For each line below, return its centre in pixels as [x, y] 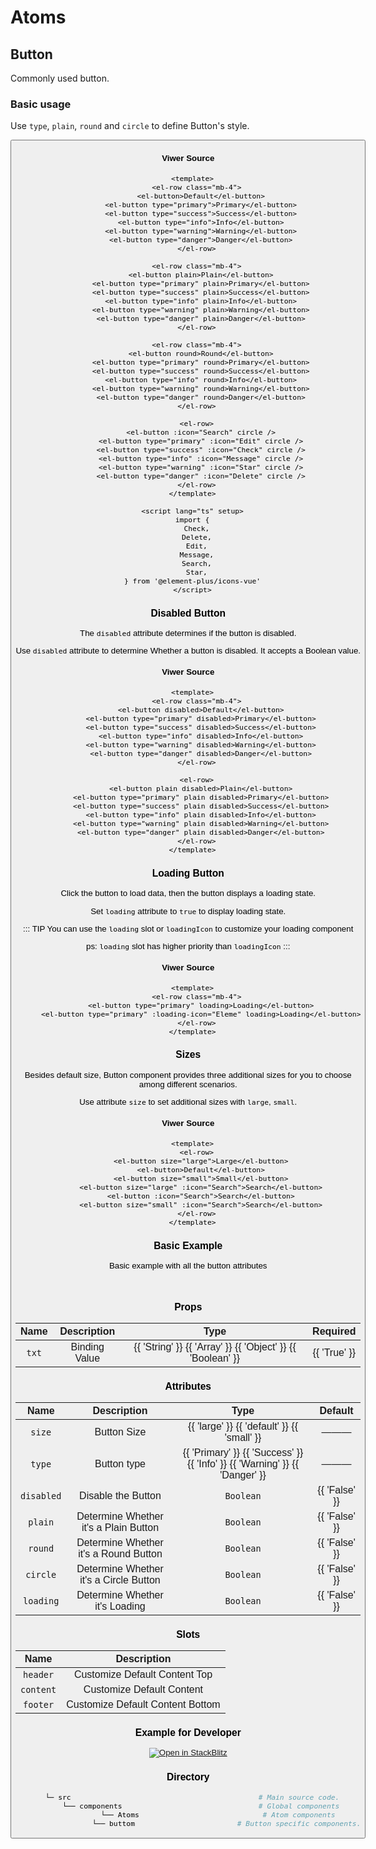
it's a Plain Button [120, 1528]
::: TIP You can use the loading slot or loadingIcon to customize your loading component [188, 928]
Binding [87, 1347]
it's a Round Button [120, 1554]
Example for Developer [188, 1732]
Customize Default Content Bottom [143, 1704]
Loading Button [188, 873]
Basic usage [41, 104]
